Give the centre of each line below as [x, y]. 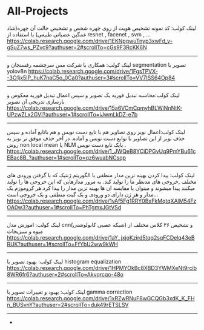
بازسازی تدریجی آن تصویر [36, 101]
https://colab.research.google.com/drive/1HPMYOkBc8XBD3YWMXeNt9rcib [102, 268]
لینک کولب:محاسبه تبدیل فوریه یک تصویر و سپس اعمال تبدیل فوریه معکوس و [94, 95]
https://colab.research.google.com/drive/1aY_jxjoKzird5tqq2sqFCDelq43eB [101, 237]
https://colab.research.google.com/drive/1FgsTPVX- [93, 71]
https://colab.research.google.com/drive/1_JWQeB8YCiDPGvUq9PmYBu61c [101, 151]
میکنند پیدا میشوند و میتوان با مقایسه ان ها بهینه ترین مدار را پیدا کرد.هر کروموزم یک [101, 188]
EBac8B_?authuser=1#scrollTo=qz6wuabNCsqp [67, 157]
